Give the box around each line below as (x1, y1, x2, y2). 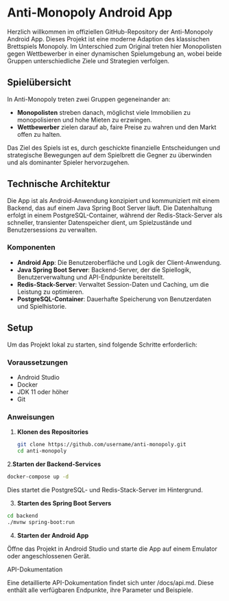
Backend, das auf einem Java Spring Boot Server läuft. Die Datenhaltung (7, 204, 213, 212)
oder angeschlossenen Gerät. (7, 551, 91, 560)
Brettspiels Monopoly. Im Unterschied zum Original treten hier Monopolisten (7, 42, 221, 50)
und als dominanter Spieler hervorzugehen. (7, 158, 130, 166)
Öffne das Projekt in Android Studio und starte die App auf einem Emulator (7, 545, 217, 553)
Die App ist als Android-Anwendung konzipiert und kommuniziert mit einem (7, 196, 220, 204)
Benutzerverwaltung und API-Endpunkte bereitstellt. (16, 273, 165, 281)
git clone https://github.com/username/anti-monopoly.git (16, 441, 186, 448)
